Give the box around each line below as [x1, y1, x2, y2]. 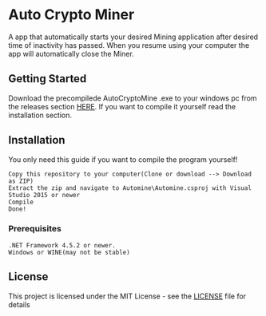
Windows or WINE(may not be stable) [8, 248, 130, 256]
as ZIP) [8, 177, 34, 185]
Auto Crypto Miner [8, 6, 135, 24]
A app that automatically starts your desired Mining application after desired [8, 32, 258, 41]
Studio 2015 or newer [8, 191, 81, 199]
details [8, 299, 30, 309]
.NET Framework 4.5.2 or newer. [8, 241, 116, 249]
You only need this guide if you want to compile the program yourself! [8, 154, 238, 164]
